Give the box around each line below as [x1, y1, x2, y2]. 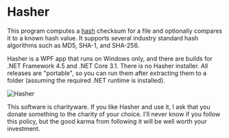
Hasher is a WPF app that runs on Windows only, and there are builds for [7, 54, 213, 62]
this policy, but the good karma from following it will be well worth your [7, 117, 207, 125]
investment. [7, 124, 40, 133]
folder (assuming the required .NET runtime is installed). [7, 76, 166, 84]
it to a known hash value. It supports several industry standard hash [7, 33, 199, 42]
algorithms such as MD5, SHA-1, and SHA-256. [7, 41, 140, 49]
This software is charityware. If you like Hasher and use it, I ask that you [7, 102, 210, 111]
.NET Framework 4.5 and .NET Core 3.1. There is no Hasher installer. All [7, 61, 208, 70]
